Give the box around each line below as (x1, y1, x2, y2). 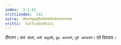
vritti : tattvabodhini (5, 21, 54, 26)
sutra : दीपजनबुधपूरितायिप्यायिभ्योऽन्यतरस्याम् (5, 16, 72, 21)
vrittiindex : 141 (5, 12, 43, 17)
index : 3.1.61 (5, 7, 37, 12)
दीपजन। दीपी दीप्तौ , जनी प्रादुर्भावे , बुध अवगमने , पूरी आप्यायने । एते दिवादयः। (5, 35, 117, 41)
